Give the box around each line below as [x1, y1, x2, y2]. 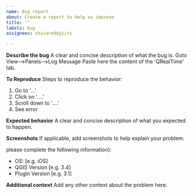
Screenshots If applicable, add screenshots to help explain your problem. [6, 135, 185, 142]
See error [14, 106, 38, 113]
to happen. [6, 123, 32, 131]
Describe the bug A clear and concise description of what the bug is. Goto [6, 52, 187, 59]
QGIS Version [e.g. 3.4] [14, 164, 71, 171]
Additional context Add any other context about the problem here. [6, 182, 168, 189]
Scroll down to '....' [14, 99, 60, 106]
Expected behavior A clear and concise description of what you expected [6, 117, 186, 124]
